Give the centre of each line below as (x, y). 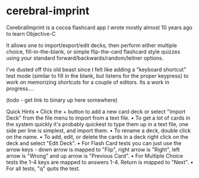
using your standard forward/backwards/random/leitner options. (85, 58)
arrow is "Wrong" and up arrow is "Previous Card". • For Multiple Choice (95, 155)
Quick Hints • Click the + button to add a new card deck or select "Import (96, 111)
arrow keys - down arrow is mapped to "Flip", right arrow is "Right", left (93, 149)
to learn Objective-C (31, 33)
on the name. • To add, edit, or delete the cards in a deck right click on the (97, 137)
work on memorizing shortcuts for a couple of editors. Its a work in (88, 82)
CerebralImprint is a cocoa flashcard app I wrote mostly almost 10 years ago (99, 27)
